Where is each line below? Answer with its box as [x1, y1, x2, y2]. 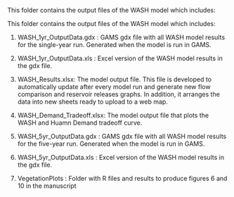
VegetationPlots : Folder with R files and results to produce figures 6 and [17, 175, 228, 182]
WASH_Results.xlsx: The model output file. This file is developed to [17, 75, 212, 83]
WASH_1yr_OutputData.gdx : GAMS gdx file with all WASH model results [17, 33, 226, 41]
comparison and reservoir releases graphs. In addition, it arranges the [17, 90, 220, 98]
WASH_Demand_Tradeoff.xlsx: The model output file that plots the [17, 111, 209, 119]
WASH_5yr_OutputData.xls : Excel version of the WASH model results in [17, 154, 225, 161]
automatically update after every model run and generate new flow [17, 83, 211, 90]
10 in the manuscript [17, 182, 77, 190]
